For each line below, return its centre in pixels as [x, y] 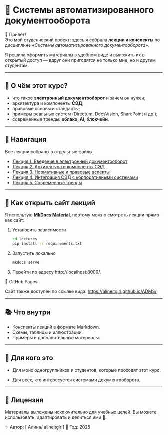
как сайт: [15, 220]
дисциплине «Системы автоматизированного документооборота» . [77, 45]
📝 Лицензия [24, 400]
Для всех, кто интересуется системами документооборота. [76, 380]
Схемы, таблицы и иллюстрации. [48, 332]
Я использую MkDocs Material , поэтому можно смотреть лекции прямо [82, 215]
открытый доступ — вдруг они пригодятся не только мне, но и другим [81, 60]
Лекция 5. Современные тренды [47, 182]
